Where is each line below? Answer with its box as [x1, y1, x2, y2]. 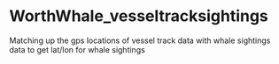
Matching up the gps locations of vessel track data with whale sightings [9, 35, 271, 46]
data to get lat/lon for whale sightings [9, 44, 146, 54]
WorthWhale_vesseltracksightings [9, 6, 268, 26]
